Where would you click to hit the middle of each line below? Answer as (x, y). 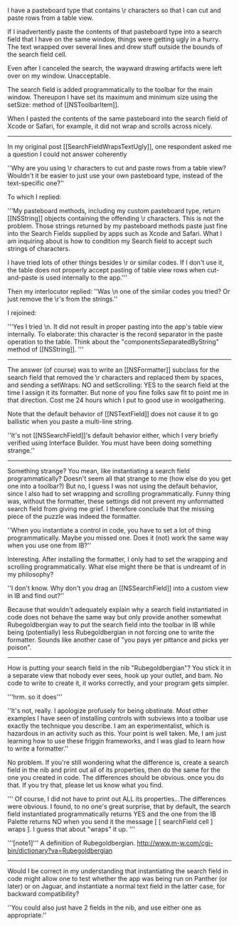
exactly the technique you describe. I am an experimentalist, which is (108, 726)
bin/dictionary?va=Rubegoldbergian (60, 850)
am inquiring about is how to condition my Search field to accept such (110, 241)
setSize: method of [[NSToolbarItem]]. (63, 105)
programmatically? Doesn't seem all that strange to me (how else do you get (119, 478)
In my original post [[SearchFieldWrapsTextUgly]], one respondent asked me (119, 146)
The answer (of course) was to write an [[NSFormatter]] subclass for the (113, 370)
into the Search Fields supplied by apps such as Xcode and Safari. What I (115, 233)
